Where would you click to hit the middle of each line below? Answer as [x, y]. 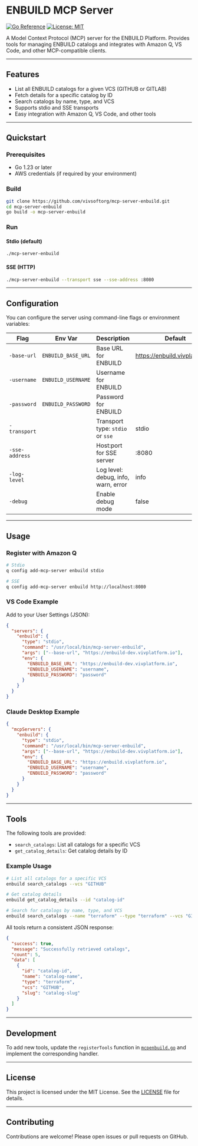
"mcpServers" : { [31, 729]
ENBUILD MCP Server [60, 10]
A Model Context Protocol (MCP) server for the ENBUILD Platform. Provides [98, 38]
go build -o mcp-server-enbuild [46, 212]
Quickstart [26, 138]
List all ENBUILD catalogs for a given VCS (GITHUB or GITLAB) [90, 88]
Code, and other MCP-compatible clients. [57, 50]
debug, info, [113, 477]
